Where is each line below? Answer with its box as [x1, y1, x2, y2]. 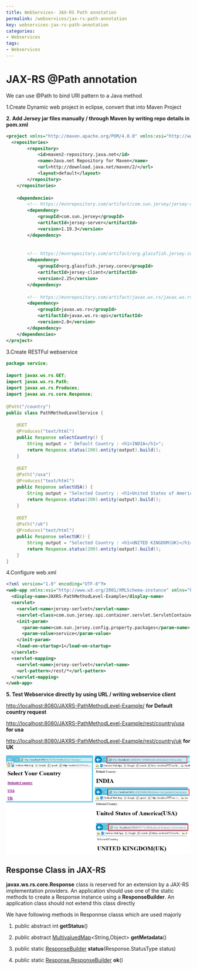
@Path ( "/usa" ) [16, 472, 51, 478]
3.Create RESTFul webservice [6, 348, 78, 355]
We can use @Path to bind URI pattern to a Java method [6, 92, 142, 99]
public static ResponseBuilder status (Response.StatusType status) [14, 945, 176, 952]
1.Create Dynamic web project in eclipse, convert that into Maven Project [6, 103, 182, 110]
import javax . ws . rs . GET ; [6, 373, 67, 379]
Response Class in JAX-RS [6, 865, 106, 875]
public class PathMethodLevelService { [6, 410, 104, 416]
